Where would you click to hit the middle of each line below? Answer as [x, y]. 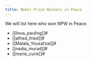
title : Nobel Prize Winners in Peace [44, 10]
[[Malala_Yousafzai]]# [34, 43]
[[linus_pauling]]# [30, 33]
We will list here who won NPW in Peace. [46, 23]
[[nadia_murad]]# [30, 48]
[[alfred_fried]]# [28, 38]
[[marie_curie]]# [28, 54]
